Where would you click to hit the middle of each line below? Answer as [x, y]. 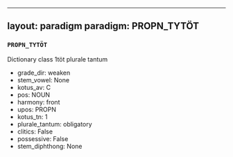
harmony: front [38, 102]
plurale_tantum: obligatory [54, 124]
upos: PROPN [37, 109]
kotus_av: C [34, 87]
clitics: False [35, 131]
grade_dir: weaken [44, 73]
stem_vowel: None [43, 80]
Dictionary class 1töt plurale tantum [58, 59]
